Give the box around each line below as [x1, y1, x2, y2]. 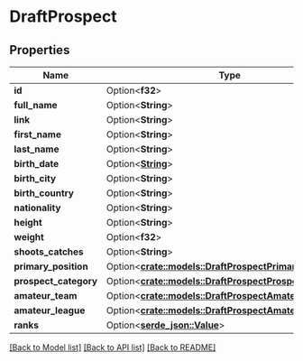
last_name [14, 143, 60, 155]
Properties [9, 42, 70, 58]
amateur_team [14, 290, 78, 301]
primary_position [14, 260, 88, 273]
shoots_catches [14, 245, 84, 258]
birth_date [14, 158, 60, 170]
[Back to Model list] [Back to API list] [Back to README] [9, 342, 216, 353]
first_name [14, 128, 61, 141]
